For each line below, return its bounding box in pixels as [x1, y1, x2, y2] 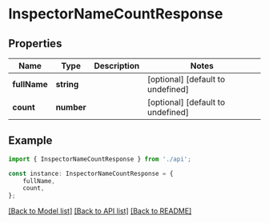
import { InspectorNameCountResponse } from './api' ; [8, 155, 192, 163]
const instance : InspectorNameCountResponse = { [8, 169, 174, 177]
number [55, 102, 86, 113]
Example [8, 133, 53, 148]
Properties [8, 37, 62, 50]
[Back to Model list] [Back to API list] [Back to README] [8, 206, 192, 216]
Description [94, 61, 140, 71]
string [55, 79, 79, 90]
